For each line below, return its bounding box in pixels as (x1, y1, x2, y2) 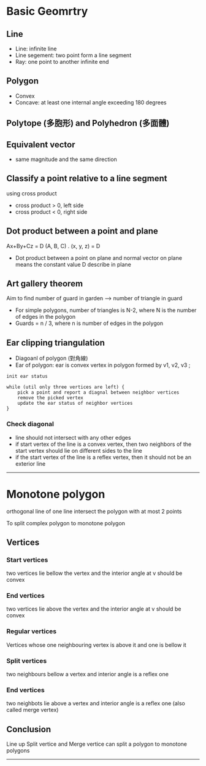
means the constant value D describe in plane (15, 260, 132, 268)
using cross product (6, 189, 57, 197)
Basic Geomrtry (6, 4, 88, 18)
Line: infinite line (15, 45, 57, 52)
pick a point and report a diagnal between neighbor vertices (17, 389, 180, 396)
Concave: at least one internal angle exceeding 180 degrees (15, 98, 167, 106)
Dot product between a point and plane (6, 226, 158, 236)
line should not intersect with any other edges (15, 434, 131, 441)
